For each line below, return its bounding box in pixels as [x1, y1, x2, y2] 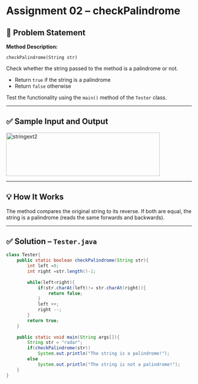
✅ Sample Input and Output [6, 117, 108, 127]
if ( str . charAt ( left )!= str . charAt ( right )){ [37, 284, 146, 291]
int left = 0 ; [27, 263, 60, 269]
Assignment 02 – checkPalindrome [6, 4, 181, 18]
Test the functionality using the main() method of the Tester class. [6, 94, 167, 101]
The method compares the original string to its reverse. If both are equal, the [6, 207, 192, 214]
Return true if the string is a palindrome [14, 77, 111, 83]
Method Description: [6, 43, 58, 50]
